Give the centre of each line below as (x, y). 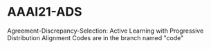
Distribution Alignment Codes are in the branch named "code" (95, 37)
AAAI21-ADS (45, 12)
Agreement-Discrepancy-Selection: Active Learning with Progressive (105, 31)
